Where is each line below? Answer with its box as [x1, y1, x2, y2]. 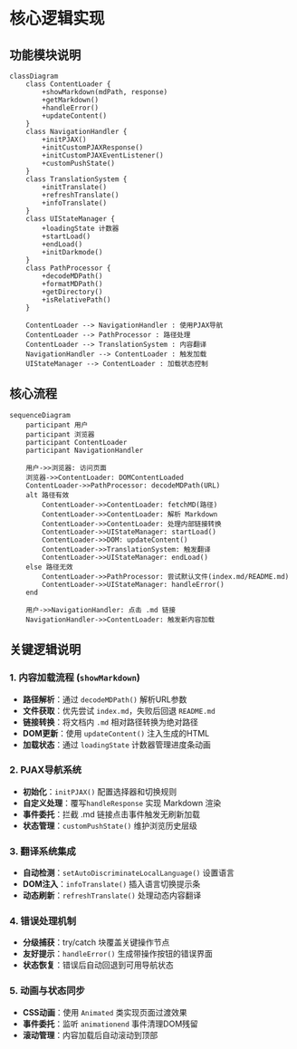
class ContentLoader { [25, 80, 111, 89]
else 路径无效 [25, 563, 73, 572]
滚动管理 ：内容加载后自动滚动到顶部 [22, 1029, 158, 1040]
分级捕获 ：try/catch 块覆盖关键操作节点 [22, 937, 170, 948]
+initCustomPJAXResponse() [42, 143, 144, 152]
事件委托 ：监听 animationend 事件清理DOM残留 [22, 1018, 199, 1029]
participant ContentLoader [25, 438, 128, 447]
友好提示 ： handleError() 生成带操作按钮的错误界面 [22, 948, 213, 959]
